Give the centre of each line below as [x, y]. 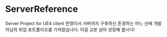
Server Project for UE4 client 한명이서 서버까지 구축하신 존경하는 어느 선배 [79, 23]
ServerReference [42, 9]
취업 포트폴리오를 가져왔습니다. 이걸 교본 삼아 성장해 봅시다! [77, 29]
